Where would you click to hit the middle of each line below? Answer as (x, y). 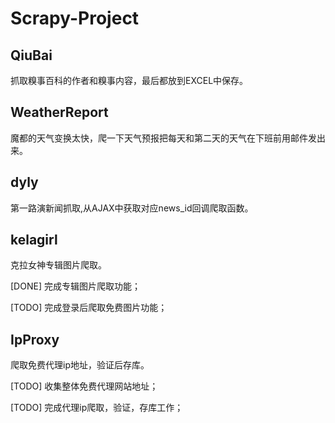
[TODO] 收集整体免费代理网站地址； (84, 386)
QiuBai (31, 55)
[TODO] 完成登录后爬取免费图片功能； (89, 308)
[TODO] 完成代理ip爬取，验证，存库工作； (97, 408)
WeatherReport (59, 112)
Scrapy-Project (75, 18)
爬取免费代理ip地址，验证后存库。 (80, 365)
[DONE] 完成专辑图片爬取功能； (75, 286)
